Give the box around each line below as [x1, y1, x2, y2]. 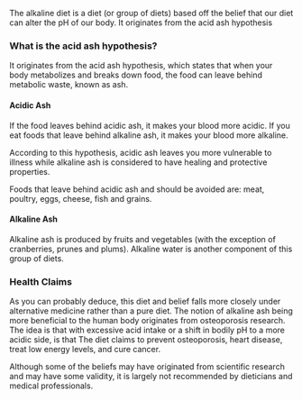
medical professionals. [9, 380, 94, 391]
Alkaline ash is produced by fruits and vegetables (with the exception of [9, 233, 277, 244]
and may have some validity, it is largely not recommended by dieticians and [9, 371, 293, 381]
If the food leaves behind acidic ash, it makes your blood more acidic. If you [9, 120, 290, 131]
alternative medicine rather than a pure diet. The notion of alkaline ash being [9, 305, 293, 316]
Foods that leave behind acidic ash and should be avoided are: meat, [9, 184, 265, 195]
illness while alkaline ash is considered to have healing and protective [9, 157, 268, 168]
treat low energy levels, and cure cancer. [9, 344, 160, 354]
